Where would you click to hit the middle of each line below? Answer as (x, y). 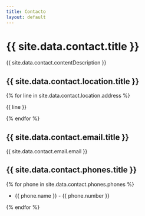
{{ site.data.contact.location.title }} (73, 81)
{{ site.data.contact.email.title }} (68, 137)
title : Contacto (26, 12)
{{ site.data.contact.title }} (73, 46)
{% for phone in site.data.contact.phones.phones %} (70, 184)
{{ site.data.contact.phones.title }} (72, 170)
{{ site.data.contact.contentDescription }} (56, 63)
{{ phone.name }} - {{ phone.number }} (62, 195)
